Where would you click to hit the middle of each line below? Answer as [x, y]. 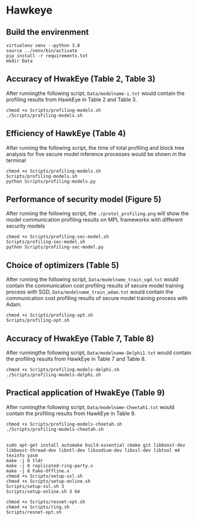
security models [26, 226]
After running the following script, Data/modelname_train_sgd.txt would [92, 279]
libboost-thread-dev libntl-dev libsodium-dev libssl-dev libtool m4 [93, 451]
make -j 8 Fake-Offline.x [38, 471]
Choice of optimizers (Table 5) [63, 265]
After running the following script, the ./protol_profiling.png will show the [98, 213]
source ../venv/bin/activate [42, 51]
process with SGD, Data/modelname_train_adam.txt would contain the [90, 292]
